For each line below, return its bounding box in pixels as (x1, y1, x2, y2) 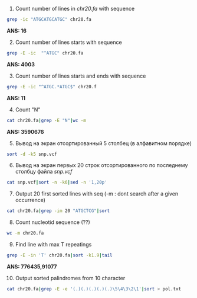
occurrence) (15, 197, 46, 204)
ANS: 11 (6, 94, 26, 101)
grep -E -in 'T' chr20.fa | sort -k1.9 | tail (6, 252, 113, 258)
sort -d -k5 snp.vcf (6, 151, 58, 157)
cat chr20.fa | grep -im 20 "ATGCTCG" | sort (6, 208, 110, 214)
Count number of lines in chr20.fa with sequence (15, 5, 135, 12)
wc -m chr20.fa (6, 230, 44, 236)
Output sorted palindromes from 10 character (15, 274, 126, 281)
